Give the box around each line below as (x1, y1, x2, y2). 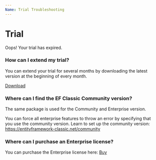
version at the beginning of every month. (5, 73, 87, 79)
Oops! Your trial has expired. (5, 45, 63, 51)
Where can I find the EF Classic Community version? (5, 95, 133, 102)
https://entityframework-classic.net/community (5, 126, 101, 132)
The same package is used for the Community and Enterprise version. (5, 106, 146, 112)
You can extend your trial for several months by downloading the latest (5, 68, 148, 74)
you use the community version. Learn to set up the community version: (5, 121, 150, 127)
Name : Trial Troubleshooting (5, 7, 65, 12)
